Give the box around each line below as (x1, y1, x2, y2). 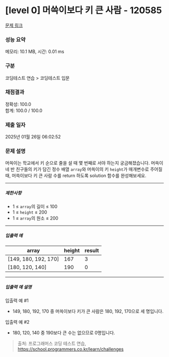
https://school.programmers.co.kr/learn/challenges (17, 346, 124, 352)
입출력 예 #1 (5, 297, 29, 303)
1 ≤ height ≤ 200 (12, 209, 47, 215)
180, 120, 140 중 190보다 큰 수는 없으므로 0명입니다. (12, 330, 115, 336)
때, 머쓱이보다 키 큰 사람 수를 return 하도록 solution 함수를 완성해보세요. (5, 173, 147, 179)
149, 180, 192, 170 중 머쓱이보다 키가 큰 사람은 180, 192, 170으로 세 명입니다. (12, 309, 163, 315)
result (84, 247, 99, 254)
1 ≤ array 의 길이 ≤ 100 (12, 203, 58, 210)
